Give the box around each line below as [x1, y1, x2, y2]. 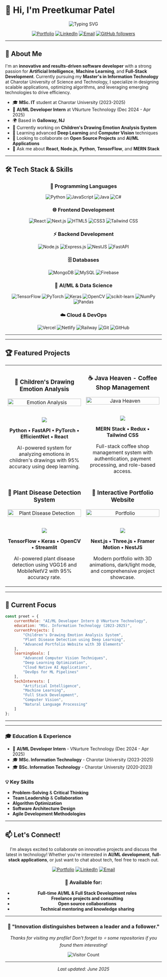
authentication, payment [94, 455, 151, 462]
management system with [92, 449, 153, 456]
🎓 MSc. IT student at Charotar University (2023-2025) [12, 99, 126, 105]
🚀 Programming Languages [50, 183, 117, 190]
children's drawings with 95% [9, 457, 80, 464]
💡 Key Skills [5, 778, 34, 785]
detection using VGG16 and [11, 561, 77, 568]
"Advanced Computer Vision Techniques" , [23, 655, 108, 661]
